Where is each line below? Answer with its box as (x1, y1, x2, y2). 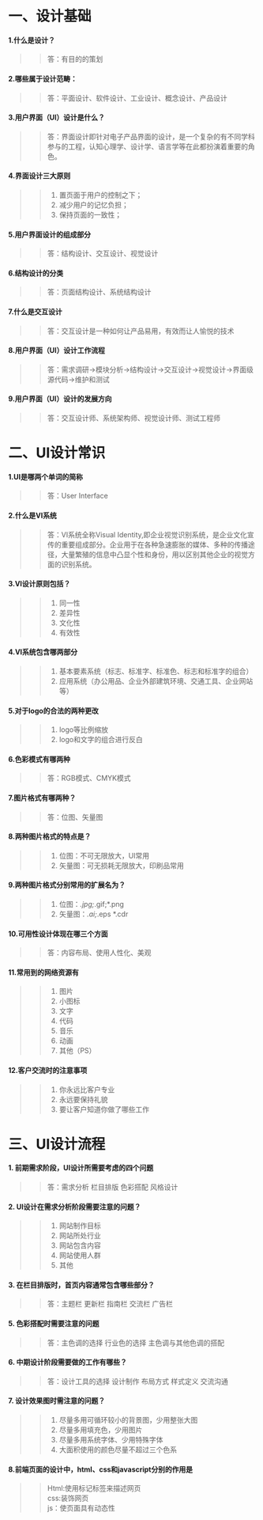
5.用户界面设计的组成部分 (8, 229, 92, 239)
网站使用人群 (58, 1251, 101, 1260)
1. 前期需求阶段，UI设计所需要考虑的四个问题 (8, 1163, 154, 1173)
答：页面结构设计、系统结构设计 (47, 287, 152, 297)
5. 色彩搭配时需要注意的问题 (8, 1319, 100, 1329)
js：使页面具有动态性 (47, 1503, 116, 1513)
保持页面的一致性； (58, 210, 122, 219)
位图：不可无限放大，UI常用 (58, 851, 150, 860)
